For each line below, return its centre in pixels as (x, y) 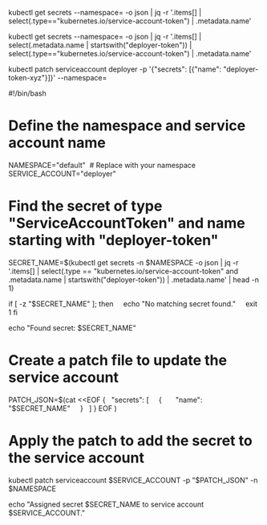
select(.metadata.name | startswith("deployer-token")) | (100, 45)
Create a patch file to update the (117, 361)
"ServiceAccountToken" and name (127, 223)
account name (57, 143)
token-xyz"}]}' (32, 78)
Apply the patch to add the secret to (130, 441)
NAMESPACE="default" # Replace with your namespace (102, 165)
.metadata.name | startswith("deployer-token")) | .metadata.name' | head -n (133, 279)
